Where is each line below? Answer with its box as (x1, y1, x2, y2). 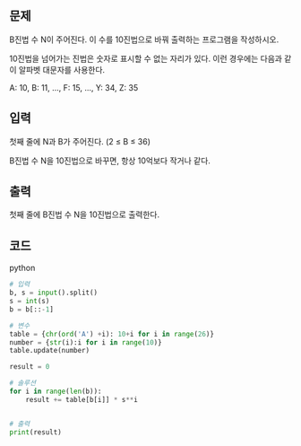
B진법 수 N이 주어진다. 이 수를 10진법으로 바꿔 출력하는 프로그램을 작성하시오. (9, 34, 279, 45)
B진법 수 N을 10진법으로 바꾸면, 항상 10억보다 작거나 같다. (9, 155, 211, 166)
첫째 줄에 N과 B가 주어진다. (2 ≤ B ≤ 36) (9, 136, 150, 146)
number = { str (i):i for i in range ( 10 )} (9, 337, 163, 347)
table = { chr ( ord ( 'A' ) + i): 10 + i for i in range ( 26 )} (9, 329, 215, 338)
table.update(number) (9, 346, 90, 355)
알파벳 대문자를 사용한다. (18, 64, 106, 74)
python (9, 263, 36, 274)
